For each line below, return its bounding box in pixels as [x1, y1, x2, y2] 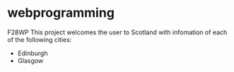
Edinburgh [17, 49, 48, 57]
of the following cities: [7, 35, 72, 43]
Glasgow [17, 56, 44, 64]
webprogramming [7, 5, 115, 21]
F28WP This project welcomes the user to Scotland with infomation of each [7, 28, 228, 36]
